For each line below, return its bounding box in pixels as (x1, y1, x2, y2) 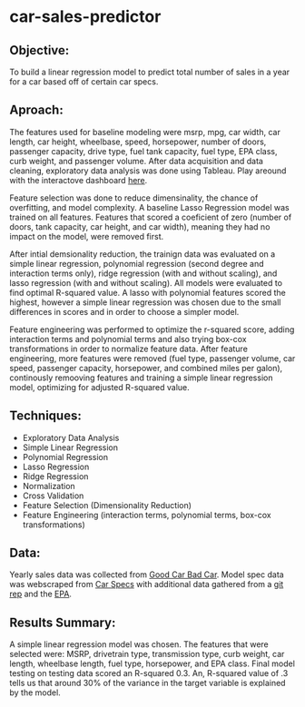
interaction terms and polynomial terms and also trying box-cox (9, 333, 247, 344)
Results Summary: (9, 614, 116, 630)
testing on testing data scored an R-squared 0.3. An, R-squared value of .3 (9, 668, 289, 679)
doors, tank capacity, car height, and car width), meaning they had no (9, 221, 271, 232)
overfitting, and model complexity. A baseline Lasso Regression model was (9, 201, 290, 212)
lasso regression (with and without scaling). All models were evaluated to (9, 277, 283, 288)
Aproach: (9, 103, 64, 118)
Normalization (22, 480, 75, 491)
